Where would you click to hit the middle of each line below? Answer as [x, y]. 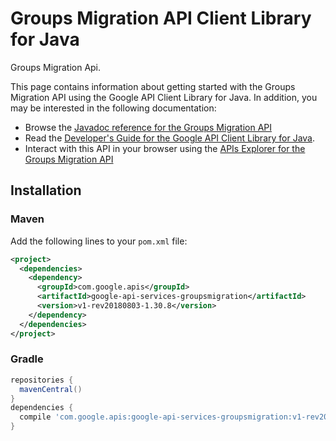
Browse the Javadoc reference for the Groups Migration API [148, 127]
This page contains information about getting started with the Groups [153, 86]
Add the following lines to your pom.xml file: [99, 241]
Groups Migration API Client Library [161, 18]
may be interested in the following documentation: [113, 108]
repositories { [42, 380]
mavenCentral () [51, 389]
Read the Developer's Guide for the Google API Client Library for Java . [170, 138]
